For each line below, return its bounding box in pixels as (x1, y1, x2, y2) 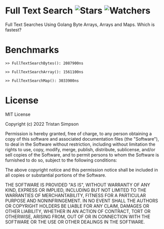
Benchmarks (5, 44, 59, 56)
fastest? (5, 26, 21, 32)
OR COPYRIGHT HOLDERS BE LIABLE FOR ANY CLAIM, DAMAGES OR (5, 203, 150, 209)
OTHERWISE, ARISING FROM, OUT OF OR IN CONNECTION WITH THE (5, 214, 151, 220)
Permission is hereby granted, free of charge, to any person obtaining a (5, 130, 152, 137)
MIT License (5, 111, 31, 117)
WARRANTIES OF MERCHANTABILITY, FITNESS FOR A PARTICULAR (5, 192, 146, 198)
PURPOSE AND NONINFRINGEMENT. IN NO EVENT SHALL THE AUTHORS (5, 198, 159, 204)
